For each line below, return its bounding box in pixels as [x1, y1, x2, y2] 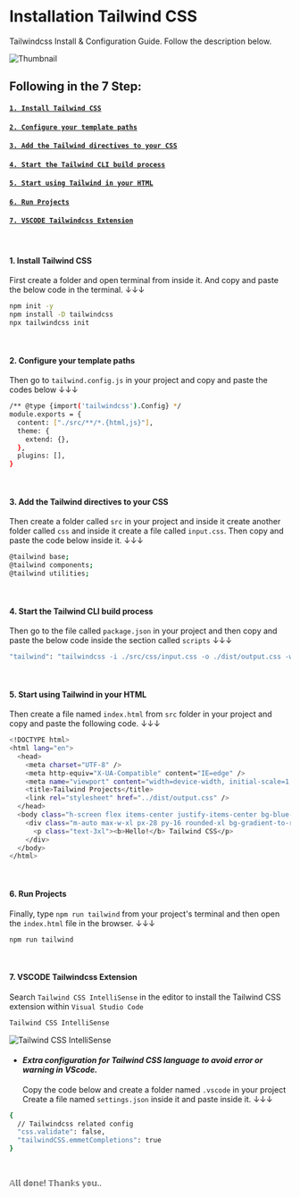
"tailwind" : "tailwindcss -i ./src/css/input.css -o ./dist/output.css [9, 652, 281, 662]
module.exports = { [9, 410, 82, 419]
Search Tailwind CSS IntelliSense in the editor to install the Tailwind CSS [9, 992, 281, 1002]
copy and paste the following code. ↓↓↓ [9, 718, 161, 729]
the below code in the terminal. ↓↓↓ [9, 284, 146, 296]
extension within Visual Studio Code [9, 1000, 145, 1011]
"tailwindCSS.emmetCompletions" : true [17, 1136, 162, 1145]
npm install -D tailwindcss [9, 310, 114, 319]
